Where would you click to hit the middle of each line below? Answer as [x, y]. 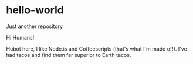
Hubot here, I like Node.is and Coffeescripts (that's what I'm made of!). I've [97, 49]
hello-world [35, 10]
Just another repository [35, 26]
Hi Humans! [20, 37]
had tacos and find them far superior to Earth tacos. [69, 55]
